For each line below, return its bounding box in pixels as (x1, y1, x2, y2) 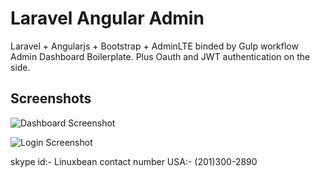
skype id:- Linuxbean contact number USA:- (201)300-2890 (10, 155, 258, 167)
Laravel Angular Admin (10, 7, 205, 30)
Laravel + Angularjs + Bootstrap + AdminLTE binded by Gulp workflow (10, 40, 299, 52)
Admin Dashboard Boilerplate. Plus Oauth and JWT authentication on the (10, 50, 311, 62)
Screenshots (10, 90, 92, 107)
